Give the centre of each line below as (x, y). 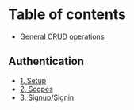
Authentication (46, 61)
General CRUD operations (62, 36)
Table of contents (67, 15)
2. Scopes (36, 89)
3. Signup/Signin (47, 97)
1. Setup (33, 80)
